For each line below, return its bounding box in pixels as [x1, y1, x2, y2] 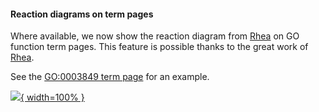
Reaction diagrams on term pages [10, 8, 154, 20]
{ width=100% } [20, 91, 85, 104]
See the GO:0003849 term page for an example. [10, 71, 210, 83]
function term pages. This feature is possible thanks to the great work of [10, 41, 309, 53]
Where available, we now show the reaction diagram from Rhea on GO [10, 30, 300, 42]
